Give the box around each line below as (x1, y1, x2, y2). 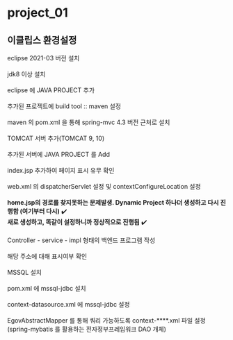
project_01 (7, 5, 68, 21)
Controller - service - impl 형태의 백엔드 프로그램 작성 (7, 236, 156, 244)
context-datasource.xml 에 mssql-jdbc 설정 (7, 300, 130, 308)
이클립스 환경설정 (7, 34, 77, 46)
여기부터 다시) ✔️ (22, 207, 67, 215)
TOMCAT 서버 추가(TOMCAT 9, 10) (7, 134, 105, 142)
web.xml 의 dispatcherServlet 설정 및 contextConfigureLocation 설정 (7, 182, 201, 190)
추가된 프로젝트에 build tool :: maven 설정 (7, 102, 122, 110)
